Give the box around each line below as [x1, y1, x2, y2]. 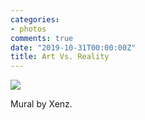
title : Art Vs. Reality [10, 52, 110, 62]
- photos [10, 24, 47, 34]
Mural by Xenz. [10, 98, 73, 110]
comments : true [10, 33, 74, 43]
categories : [10, 14, 60, 25]
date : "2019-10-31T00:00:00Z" [10, 42, 137, 53]
